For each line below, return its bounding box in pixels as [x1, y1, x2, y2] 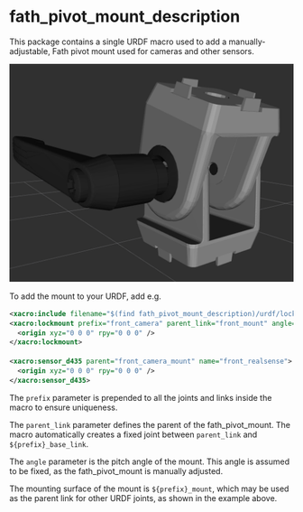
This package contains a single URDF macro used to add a [9, 36, 227, 47]
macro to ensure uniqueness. [9, 402, 118, 413]
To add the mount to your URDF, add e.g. [9, 291, 162, 302]
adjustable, [9, 45, 51, 56]
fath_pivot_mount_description [9, 6, 241, 27]
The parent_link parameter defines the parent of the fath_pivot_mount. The [9, 419, 291, 430]
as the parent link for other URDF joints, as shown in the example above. [9, 492, 278, 503]
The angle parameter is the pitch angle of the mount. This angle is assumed [9, 456, 290, 467]
